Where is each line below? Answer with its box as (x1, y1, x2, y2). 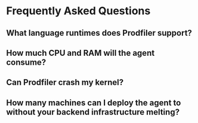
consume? (6, 57, 47, 67)
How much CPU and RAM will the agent (6, 48, 155, 58)
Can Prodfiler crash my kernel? (6, 77, 124, 87)
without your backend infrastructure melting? (6, 107, 180, 117)
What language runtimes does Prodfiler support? (6, 28, 193, 38)
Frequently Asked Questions (6, 4, 151, 18)
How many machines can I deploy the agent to (6, 97, 181, 108)
